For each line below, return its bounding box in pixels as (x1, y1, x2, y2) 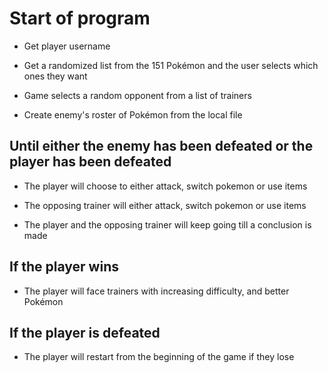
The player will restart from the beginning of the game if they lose (23, 351, 295, 363)
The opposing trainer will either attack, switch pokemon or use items (23, 199, 307, 211)
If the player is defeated (9, 324, 161, 341)
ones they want (23, 70, 88, 82)
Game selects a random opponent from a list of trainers (23, 89, 252, 101)
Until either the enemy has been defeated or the (9, 138, 314, 155)
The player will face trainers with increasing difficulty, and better (23, 285, 290, 297)
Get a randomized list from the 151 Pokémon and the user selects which (23, 59, 319, 71)
